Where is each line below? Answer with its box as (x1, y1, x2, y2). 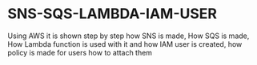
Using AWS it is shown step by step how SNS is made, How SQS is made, (7, 31, 250, 40)
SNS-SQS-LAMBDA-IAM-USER (7, 5, 218, 23)
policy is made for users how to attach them (7, 48, 153, 57)
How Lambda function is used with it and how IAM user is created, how (7, 39, 243, 48)
